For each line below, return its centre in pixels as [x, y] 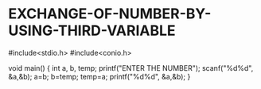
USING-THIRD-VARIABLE [92, 31]
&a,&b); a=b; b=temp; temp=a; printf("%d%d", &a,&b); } [99, 76]
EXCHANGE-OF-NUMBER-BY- [110, 14]
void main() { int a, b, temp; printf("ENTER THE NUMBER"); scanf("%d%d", [131, 68]
